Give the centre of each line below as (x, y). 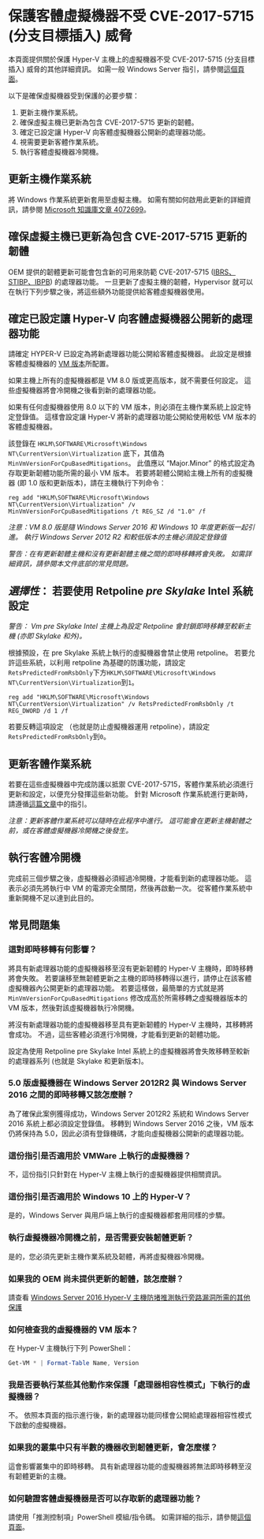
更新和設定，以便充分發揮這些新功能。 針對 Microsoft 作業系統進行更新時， (130, 794)
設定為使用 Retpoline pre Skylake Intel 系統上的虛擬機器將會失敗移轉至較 (126, 1051)
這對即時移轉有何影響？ (52, 950)
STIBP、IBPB (29, 281)
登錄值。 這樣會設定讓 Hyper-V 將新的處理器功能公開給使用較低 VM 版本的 (136, 417)
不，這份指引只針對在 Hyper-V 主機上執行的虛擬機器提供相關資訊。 (117, 1174)
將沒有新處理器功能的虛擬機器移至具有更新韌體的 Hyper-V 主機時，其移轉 (127, 1024)
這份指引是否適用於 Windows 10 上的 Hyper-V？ (100, 1197)
